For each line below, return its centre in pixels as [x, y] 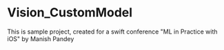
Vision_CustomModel [70, 13]
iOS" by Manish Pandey [41, 38]
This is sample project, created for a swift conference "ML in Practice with [113, 32]
